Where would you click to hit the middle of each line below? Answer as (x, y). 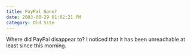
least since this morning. (36, 46)
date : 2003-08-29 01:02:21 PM (44, 17)
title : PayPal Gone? (32, 12)
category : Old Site (30, 22)
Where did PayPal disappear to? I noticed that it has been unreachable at (96, 40)
